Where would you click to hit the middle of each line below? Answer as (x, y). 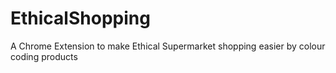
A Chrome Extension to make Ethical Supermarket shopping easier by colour (168, 46)
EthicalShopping (80, 18)
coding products (44, 56)
